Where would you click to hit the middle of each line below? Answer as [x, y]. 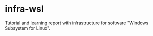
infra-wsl [24, 9]
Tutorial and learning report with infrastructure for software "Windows [77, 23]
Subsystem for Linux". [28, 28]
